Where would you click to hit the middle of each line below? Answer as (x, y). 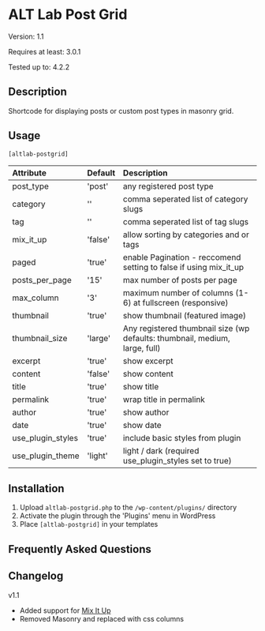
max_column (35, 298)
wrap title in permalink (164, 399)
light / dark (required (161, 450)
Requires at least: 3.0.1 (45, 51)
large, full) (142, 347)
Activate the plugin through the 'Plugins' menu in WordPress (118, 516)
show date (142, 425)
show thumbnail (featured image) (185, 315)
